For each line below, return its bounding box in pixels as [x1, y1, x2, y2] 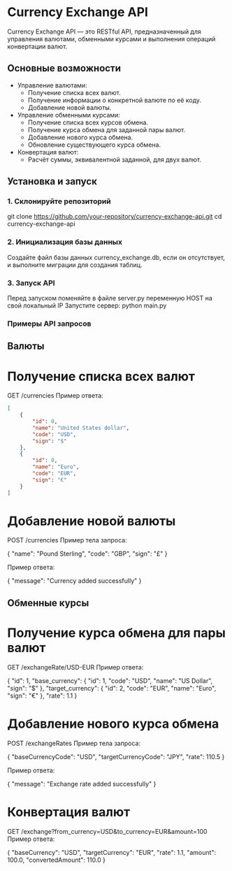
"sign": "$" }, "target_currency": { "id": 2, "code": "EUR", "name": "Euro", [7, 684, 217, 692]
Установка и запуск [7, 175, 98, 187]
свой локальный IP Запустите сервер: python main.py [7, 301, 167, 310]
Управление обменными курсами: [17, 110, 121, 119]
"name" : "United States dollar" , [32, 424, 130, 431]
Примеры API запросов [7, 319, 92, 329]
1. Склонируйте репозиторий [7, 196, 111, 206]
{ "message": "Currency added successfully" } [7, 577, 142, 585]
